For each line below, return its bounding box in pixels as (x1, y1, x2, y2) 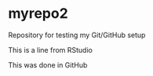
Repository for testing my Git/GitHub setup (8, 30, 146, 40)
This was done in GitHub (8, 60, 88, 70)
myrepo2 (8, 5, 68, 22)
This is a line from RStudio (8, 45, 93, 54)
